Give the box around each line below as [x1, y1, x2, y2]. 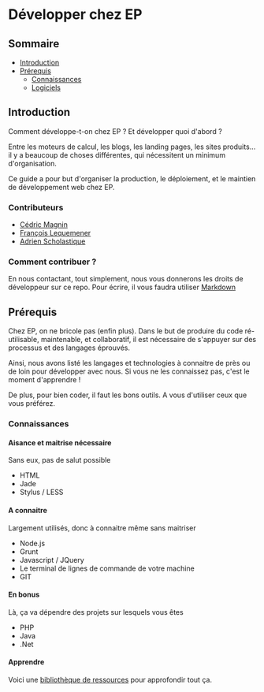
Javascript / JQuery [19, 555, 84, 564]
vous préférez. [8, 399, 56, 408]
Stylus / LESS [19, 487, 64, 497]
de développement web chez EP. [8, 182, 115, 192]
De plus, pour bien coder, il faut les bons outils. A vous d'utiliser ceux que [8, 390, 247, 400]
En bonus [8, 590, 40, 600]
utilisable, [8, 335, 39, 344]
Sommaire [8, 37, 60, 50]
